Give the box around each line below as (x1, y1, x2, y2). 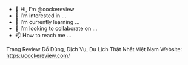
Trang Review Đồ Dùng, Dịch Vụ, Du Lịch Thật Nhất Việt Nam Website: (6, 46, 183, 52)
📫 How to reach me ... (15, 32, 72, 39)
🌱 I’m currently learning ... (15, 19, 80, 25)
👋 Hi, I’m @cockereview (15, 6, 75, 13)
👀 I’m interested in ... (15, 12, 67, 19)
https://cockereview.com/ (6, 52, 70, 59)
